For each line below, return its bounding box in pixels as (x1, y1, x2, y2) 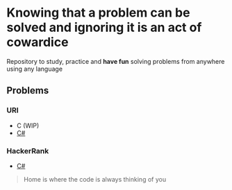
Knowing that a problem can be (6, 5, 190, 21)
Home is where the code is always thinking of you (23, 175, 167, 183)
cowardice (6, 35, 69, 50)
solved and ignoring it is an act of (6, 19, 202, 35)
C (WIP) (16, 121, 40, 130)
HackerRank (6, 146, 49, 155)
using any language (6, 64, 63, 73)
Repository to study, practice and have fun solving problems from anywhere (6, 57, 225, 65)
